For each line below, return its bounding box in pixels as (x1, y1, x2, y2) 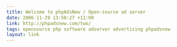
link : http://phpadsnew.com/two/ (6, 20, 92, 26)
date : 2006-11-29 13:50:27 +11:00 (6, 15, 95, 21)
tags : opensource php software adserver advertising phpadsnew (6, 26, 171, 32)
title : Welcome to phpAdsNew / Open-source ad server (6, 9, 146, 15)
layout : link (6, 32, 40, 38)
